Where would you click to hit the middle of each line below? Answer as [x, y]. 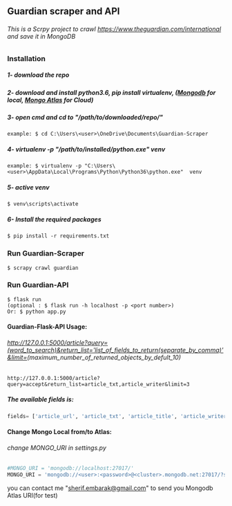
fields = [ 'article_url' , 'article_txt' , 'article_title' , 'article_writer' [118, 416]
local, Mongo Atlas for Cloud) [50, 100]
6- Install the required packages [54, 219]
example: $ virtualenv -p [44, 166]
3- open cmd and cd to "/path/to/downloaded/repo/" [85, 117]
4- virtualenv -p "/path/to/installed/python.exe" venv [86, 149]
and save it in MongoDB [41, 36]
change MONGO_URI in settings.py [57, 448]
